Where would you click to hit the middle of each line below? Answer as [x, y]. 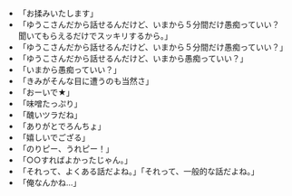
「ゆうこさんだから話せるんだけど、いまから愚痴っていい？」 [133, 58]
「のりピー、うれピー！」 [66, 149]
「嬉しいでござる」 [54, 137]
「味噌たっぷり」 [50, 103]
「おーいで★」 [46, 92]
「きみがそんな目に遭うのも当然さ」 [86, 81]
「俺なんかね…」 [49, 182]
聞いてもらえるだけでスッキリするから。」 [95, 36]
